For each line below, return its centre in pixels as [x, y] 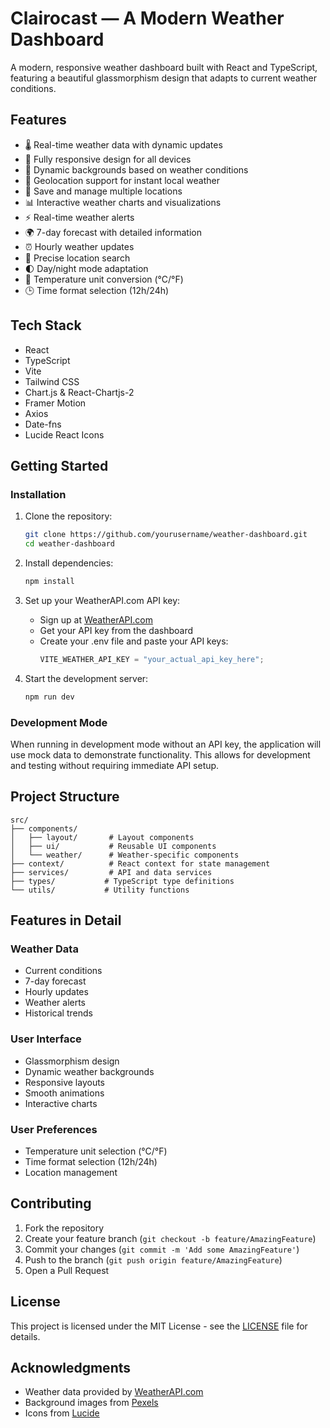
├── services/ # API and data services [111, 872]
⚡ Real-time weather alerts [79, 217]
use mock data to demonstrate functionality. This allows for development [160, 754]
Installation [38, 494]
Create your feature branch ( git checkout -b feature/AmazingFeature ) [170, 1238]
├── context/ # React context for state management [140, 863]
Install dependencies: [69, 563]
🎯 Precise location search [77, 258]
